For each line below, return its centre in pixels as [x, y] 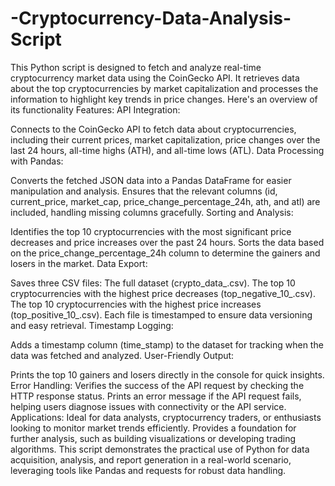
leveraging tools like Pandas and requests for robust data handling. [148, 470]
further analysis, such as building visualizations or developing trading [153, 438]
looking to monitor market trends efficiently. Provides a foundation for [153, 428]
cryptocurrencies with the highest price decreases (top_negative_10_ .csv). [163, 293]
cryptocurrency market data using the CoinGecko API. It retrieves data [155, 78]
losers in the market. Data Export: [79, 263]
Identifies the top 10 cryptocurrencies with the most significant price [151, 231]
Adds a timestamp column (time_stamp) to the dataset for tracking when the [167, 344]
